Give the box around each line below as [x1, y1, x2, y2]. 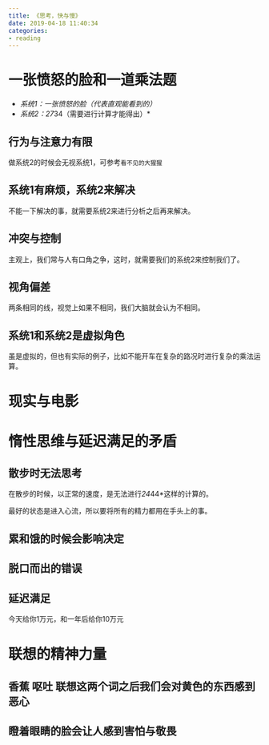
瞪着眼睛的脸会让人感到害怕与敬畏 [8, 724, 177, 738]
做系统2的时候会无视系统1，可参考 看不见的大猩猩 [8, 158, 163, 167]
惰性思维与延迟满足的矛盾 [8, 432, 178, 450]
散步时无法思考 [8, 466, 82, 481]
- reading [8, 34, 42, 42]
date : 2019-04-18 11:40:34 [8, 19, 98, 27]
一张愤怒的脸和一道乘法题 [8, 71, 178, 89]
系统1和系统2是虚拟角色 [8, 328, 126, 342]
